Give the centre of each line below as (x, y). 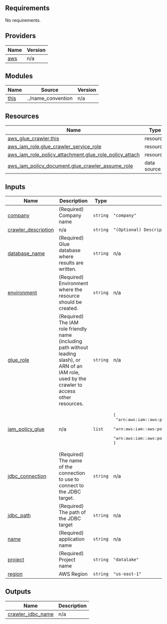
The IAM (69, 322)
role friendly (73, 329)
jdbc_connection (27, 476)
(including (71, 341)
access (67, 391)
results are (71, 263)
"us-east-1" (127, 574)
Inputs (15, 187)
